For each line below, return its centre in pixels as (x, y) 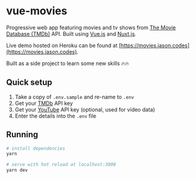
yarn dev (17, 170)
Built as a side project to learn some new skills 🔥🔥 (68, 63)
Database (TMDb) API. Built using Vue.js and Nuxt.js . (71, 33)
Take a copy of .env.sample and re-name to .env (74, 97)
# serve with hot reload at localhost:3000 (61, 165)
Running (22, 135)
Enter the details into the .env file (56, 116)
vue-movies (37, 11)
